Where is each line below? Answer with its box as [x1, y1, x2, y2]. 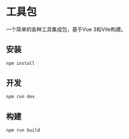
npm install [6, 60, 35, 66]
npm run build [6, 127, 41, 133]
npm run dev [6, 94, 35, 100]
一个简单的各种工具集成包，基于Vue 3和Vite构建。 [6, 26, 127, 33]
